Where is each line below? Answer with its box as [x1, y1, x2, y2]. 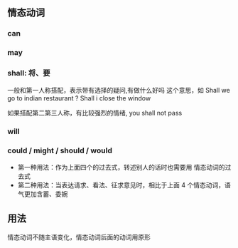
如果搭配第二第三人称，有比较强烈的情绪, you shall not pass [7, 108, 183, 117]
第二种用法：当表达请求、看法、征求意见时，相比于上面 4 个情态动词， [17, 180, 225, 189]
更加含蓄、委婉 [23, 190, 68, 198]
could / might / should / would [7, 145, 112, 155]
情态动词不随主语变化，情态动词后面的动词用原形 [7, 232, 151, 241]
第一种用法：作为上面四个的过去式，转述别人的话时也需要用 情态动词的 [17, 162, 225, 171]
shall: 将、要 [7, 68, 51, 78]
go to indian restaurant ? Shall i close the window [7, 93, 151, 102]
